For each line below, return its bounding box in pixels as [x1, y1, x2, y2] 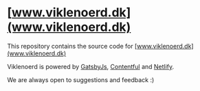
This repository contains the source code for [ [7, 42, 137, 50]
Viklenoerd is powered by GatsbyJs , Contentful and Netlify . [7, 62, 175, 70]
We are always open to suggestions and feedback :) [7, 75, 155, 83]
